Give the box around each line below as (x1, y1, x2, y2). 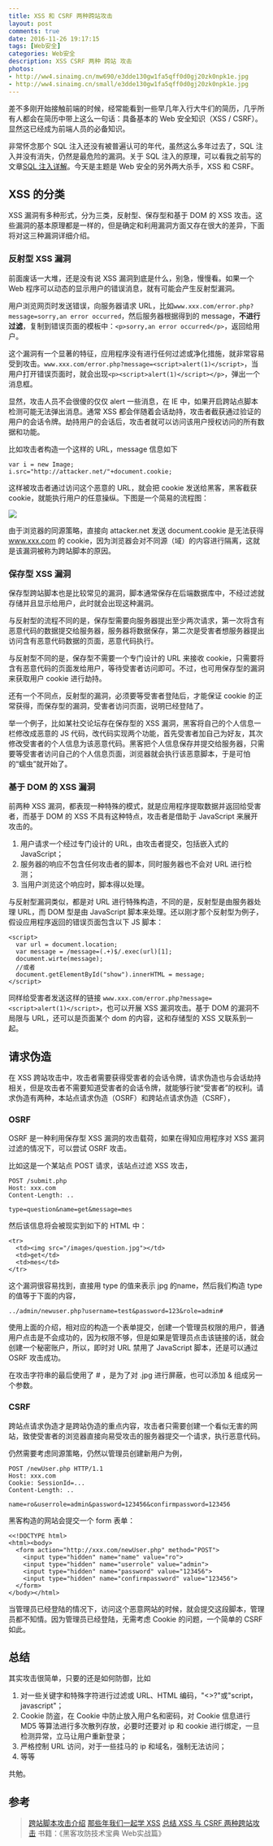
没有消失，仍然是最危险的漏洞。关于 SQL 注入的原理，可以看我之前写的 (22, 151, 262, 161)
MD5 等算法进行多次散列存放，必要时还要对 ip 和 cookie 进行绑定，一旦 (19, 1722, 260, 1731)
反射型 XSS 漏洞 (8, 253, 71, 264)
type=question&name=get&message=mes (8, 1206, 132, 1214)
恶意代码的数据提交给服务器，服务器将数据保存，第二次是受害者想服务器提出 (8, 626, 265, 635)
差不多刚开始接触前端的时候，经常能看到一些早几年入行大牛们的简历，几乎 (8, 103, 258, 113)
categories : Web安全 (8, 50, 76, 58)
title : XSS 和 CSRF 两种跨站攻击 (8, 11, 113, 20)
